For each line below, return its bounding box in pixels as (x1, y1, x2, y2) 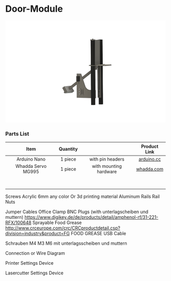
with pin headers (89, 156, 125, 162)
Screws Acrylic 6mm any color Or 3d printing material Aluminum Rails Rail (5, 193, 160, 199)
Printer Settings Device (5, 260, 54, 266)
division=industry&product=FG (5, 230, 70, 236)
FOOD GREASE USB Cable (71, 230, 126, 236)
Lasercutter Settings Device (5, 270, 64, 276)
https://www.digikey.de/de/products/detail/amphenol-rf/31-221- (24, 214, 159, 220)
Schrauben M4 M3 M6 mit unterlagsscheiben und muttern (5, 240, 127, 246)
